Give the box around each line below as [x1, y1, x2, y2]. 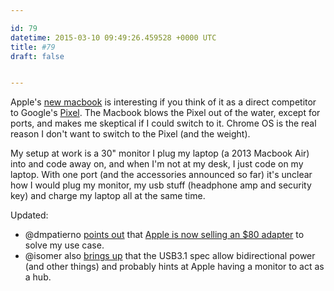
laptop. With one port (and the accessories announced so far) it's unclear [10, 169, 313, 181]
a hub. [24, 271, 52, 283]
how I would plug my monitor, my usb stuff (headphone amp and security [10, 179, 312, 191]
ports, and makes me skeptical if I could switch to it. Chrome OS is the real [10, 117, 317, 130]
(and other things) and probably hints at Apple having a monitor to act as [24, 261, 325, 273]
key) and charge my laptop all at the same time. [10, 190, 206, 202]
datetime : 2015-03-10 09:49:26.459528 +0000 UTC [10, 32, 217, 43]
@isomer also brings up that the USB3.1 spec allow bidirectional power [24, 250, 316, 262]
